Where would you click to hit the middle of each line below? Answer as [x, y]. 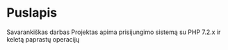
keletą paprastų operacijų [43, 39]
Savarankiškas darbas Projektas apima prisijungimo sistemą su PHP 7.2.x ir [114, 32]
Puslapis [32, 13]
